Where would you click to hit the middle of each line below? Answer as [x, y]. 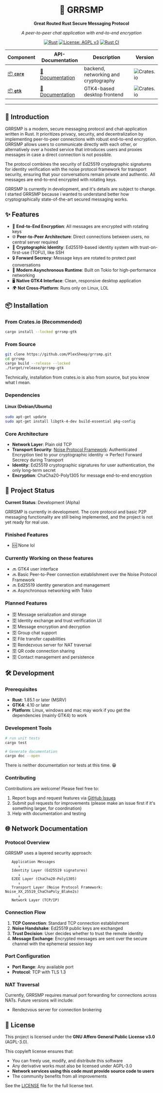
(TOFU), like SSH [47, 252]
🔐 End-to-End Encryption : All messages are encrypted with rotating [80, 226]
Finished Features [27, 535]
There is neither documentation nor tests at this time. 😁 [61, 765]
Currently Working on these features [49, 558]
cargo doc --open [23, 756]
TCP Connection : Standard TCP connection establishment [71, 923]
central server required [35, 242]
